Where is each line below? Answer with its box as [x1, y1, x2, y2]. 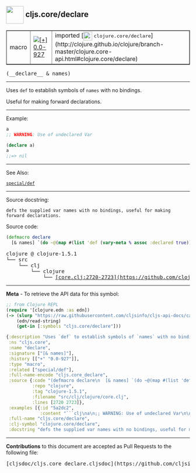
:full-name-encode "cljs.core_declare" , [8, 372, 108, 378]
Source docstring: [6, 196, 50, 203]
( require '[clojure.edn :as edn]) [6, 307, 90, 313]
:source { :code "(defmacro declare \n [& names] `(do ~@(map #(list [8, 377, 179, 384]
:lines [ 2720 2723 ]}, [32, 399, 85, 405]
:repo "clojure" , [32, 383, 75, 389]
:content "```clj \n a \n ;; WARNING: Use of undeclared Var [40, 410, 181, 416]
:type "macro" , [8, 361, 45, 367]
